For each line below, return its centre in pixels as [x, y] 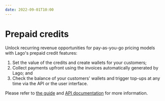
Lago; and [22, 73]
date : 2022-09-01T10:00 [30, 10]
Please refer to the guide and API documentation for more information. [77, 93]
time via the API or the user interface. [50, 83]
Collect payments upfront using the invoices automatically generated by [85, 67]
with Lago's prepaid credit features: [41, 53]
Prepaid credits [37, 34]
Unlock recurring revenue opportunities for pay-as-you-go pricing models [80, 48]
